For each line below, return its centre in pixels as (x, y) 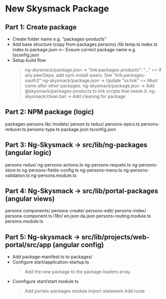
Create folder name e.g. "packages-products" (59, 39)
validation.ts (18, 175)
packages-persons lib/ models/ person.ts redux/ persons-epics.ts (73, 124)
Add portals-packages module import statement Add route (85, 291)
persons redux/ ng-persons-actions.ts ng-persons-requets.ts (68, 164)
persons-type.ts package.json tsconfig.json (72, 129)
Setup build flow (29, 60)
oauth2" (33, 80)
